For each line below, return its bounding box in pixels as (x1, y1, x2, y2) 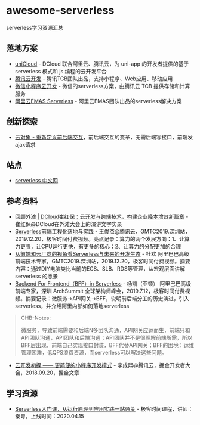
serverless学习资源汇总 (6, 24, 64, 31)
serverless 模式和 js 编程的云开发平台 (14, 67, 107, 75)
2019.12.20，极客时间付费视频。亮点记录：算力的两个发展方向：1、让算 (14, 235, 190, 243)
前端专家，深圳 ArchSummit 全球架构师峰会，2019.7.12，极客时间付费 (14, 287, 185, 295)
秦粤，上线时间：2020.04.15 (14, 412, 85, 420)
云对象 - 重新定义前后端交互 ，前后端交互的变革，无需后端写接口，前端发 (14, 134, 193, 141)
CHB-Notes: (20, 314, 51, 322)
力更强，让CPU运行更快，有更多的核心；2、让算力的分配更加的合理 (14, 243, 181, 250)
